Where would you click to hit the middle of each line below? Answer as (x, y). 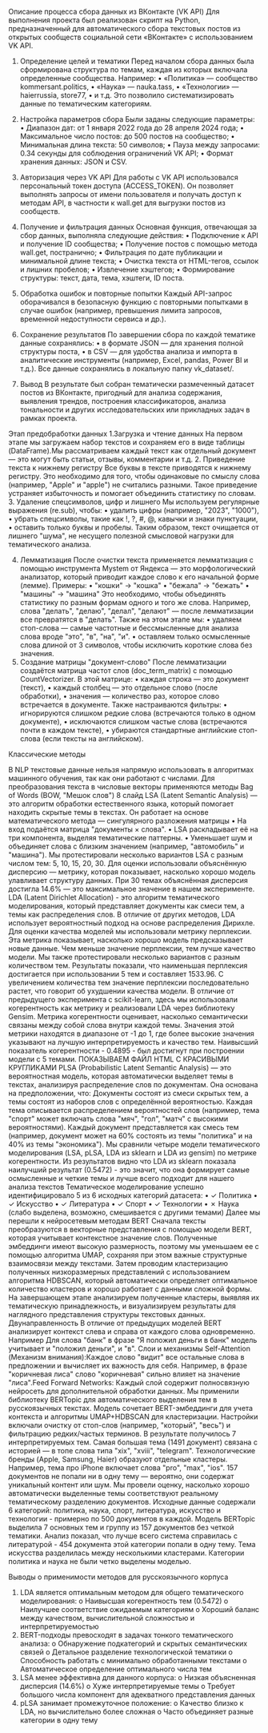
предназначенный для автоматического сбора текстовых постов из (125, 28)
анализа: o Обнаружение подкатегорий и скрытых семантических (134, 1643)
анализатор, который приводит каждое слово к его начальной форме (139, 577)
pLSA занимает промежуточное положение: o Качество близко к (132, 1703)
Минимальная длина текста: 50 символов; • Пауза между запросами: (140, 145)
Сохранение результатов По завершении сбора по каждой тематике (138, 335)
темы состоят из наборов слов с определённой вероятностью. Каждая (131, 1102)
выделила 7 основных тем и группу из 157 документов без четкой (121, 1527)
